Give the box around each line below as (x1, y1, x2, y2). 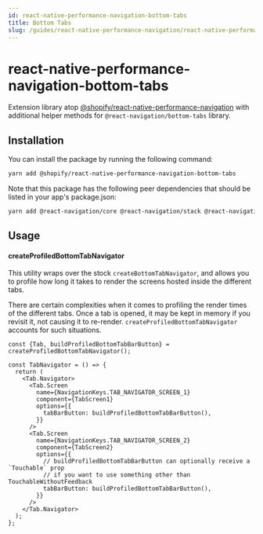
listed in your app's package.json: (8, 192, 117, 201)
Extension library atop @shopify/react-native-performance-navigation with (8, 103, 250, 112)
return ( (15, 368, 44, 376)
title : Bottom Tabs (8, 19, 72, 27)
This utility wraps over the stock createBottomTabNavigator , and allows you (8, 269, 250, 278)
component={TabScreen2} (36, 444, 113, 452)
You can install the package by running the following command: (8, 155, 214, 164)
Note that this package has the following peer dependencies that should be (8, 184, 251, 193)
